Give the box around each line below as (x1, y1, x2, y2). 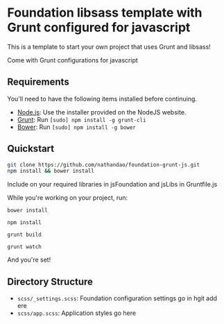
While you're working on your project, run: (7, 194, 128, 202)
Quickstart (7, 143, 55, 155)
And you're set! (7, 255, 51, 264)
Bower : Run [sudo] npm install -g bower (17, 123, 137, 131)
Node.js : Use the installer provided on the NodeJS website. (17, 108, 187, 116)
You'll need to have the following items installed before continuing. (7, 94, 198, 103)
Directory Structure (7, 275, 94, 287)
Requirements (7, 76, 69, 88)
